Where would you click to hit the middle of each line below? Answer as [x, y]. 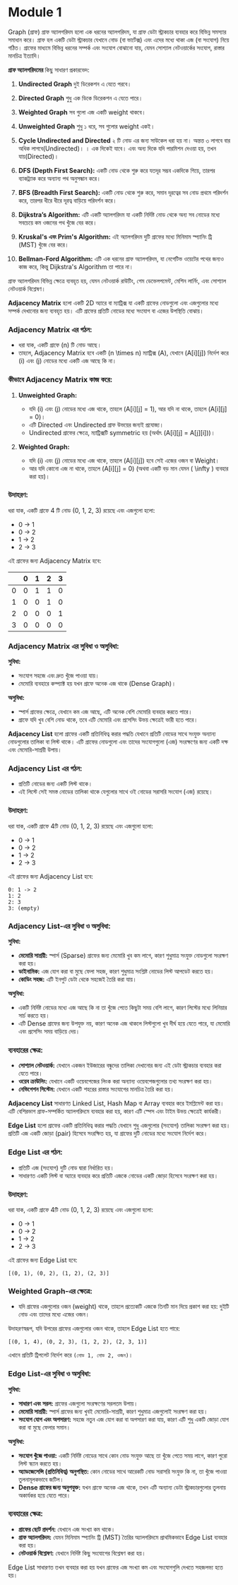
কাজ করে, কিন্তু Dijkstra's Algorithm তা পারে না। [76, 266]
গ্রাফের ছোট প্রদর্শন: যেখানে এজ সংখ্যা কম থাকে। [67, 1529]
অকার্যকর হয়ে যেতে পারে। [44, 1495]
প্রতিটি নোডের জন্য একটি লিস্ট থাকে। [55, 784]
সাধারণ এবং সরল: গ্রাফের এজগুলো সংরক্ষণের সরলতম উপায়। [78, 1403]
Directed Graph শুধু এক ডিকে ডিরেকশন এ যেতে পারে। [81, 98]
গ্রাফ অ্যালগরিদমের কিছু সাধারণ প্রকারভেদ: [49, 70]
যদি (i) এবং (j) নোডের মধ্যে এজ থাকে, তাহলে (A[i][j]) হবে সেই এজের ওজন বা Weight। [124, 461]
